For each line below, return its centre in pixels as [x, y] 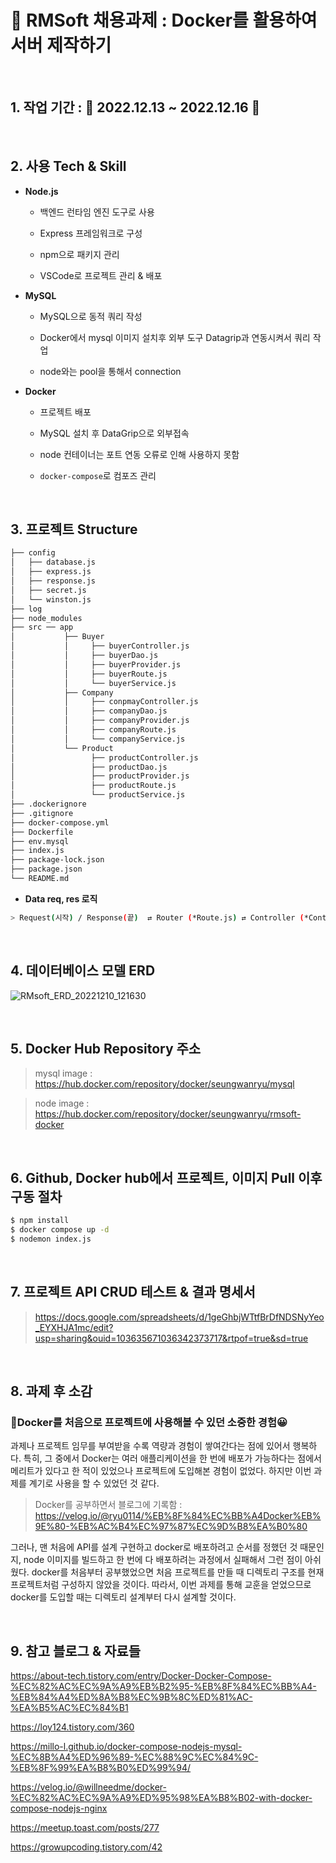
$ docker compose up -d [60, 1230]
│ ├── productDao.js [89, 767]
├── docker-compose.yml [60, 822]
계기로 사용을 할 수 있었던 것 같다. [94, 1483]
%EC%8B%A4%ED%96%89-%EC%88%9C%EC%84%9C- [134, 1757]
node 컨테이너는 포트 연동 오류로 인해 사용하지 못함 [139, 454]
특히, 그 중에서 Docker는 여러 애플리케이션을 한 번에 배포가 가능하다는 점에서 [172, 1458]
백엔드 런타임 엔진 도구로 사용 [97, 212]
